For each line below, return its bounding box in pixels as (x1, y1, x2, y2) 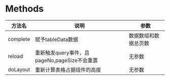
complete (8, 35, 30, 43)
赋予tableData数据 (35, 36, 78, 43)
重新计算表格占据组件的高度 (35, 66, 101, 73)
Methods (5, 3, 44, 15)
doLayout (8, 66, 30, 73)
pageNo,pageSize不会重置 (35, 57, 98, 64)
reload (8, 53, 23, 60)
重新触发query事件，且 (35, 49, 90, 56)
